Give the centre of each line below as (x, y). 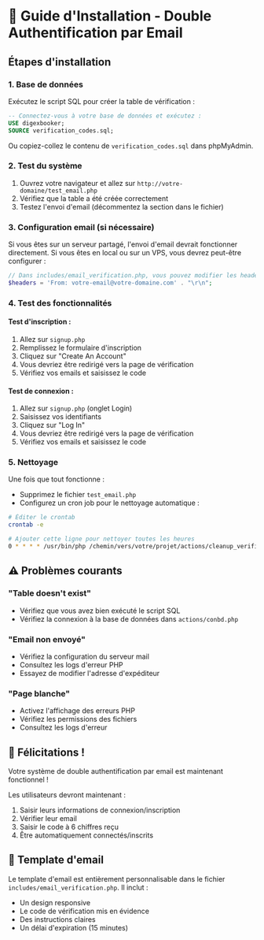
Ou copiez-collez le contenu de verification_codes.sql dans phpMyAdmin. (131, 146)
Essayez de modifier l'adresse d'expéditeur (90, 673)
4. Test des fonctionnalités (60, 303)
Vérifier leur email (48, 819)
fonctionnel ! (28, 780)
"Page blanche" (39, 693)
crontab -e (26, 525)
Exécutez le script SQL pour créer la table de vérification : (101, 101)
